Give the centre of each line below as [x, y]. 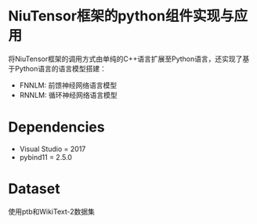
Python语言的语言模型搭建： [61, 68]
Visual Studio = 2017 [52, 149]
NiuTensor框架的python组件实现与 [121, 16]
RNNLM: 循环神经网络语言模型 [68, 95]
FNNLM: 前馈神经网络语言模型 [68, 85]
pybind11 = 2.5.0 [46, 157]
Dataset [34, 189]
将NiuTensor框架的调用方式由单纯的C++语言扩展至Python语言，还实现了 [125, 59]
